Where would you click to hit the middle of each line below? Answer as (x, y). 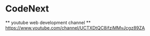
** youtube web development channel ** (48, 22)
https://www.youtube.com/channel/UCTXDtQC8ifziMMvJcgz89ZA (75, 27)
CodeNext (27, 9)
